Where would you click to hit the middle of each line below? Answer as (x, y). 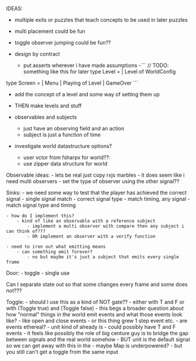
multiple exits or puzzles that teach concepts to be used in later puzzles (101, 20)
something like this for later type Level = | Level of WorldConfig (99, 72)
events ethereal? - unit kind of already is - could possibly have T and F (91, 327)
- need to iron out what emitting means (56, 247)
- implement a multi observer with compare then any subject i (106, 226)
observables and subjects (46, 117)
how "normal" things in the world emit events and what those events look (94, 314)
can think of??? (26, 231)
